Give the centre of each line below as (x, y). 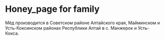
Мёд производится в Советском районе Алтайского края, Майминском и (82, 23)
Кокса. (12, 33)
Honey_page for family (52, 9)
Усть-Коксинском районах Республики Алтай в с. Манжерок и (71, 28)
